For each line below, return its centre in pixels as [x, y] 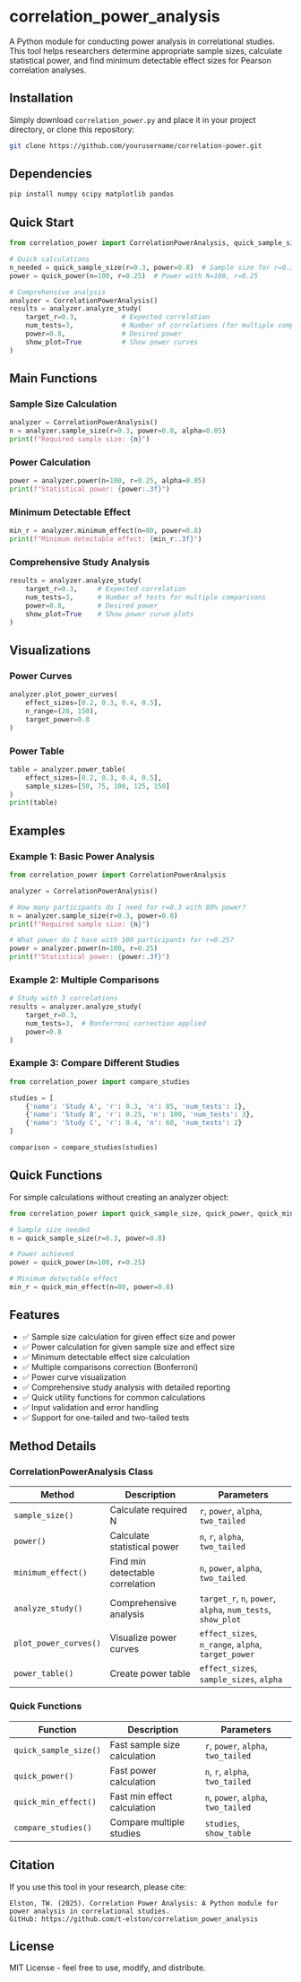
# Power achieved [42, 1254]
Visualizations [50, 650]
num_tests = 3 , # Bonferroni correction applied [116, 1023]
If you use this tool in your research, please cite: [98, 1887]
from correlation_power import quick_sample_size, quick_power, [132, 1213]
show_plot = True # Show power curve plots [110, 614]
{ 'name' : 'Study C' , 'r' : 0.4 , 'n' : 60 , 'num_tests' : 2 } [134, 1123]
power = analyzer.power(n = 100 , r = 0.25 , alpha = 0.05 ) [107, 481]
